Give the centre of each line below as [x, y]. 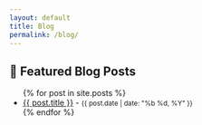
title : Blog [32, 26]
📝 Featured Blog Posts [72, 71]
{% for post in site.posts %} [74, 93]
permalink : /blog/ [44, 34]
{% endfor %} [48, 112]
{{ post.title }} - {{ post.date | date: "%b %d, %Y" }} [107, 103]
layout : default [40, 18]
